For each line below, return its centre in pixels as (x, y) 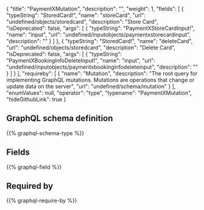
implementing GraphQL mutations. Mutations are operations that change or (100, 80)
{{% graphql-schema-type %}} (45, 133)
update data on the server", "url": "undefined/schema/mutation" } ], (91, 86)
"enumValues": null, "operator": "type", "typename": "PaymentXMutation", (99, 93)
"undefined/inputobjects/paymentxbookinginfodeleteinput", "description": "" (102, 67)
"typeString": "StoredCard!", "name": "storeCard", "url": (76, 15)
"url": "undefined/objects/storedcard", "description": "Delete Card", (91, 47)
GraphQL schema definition (60, 118)
